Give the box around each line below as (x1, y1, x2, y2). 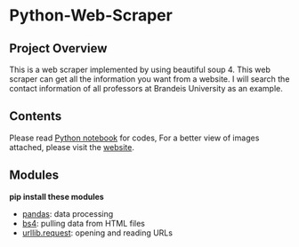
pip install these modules (9, 191, 104, 202)
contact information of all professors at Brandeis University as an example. (9, 84, 283, 93)
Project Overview (9, 41, 108, 56)
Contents (9, 108, 62, 124)
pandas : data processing (21, 208, 114, 219)
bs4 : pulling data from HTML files (21, 218, 145, 228)
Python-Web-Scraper (9, 5, 174, 26)
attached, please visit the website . (9, 141, 135, 152)
